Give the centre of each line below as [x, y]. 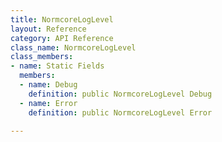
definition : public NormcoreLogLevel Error [120, 112]
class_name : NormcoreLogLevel [73, 47]
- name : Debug [48, 85]
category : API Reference [62, 38]
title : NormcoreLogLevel [62, 19]
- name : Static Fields [57, 66]
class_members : [42, 57]
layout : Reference [48, 29]
